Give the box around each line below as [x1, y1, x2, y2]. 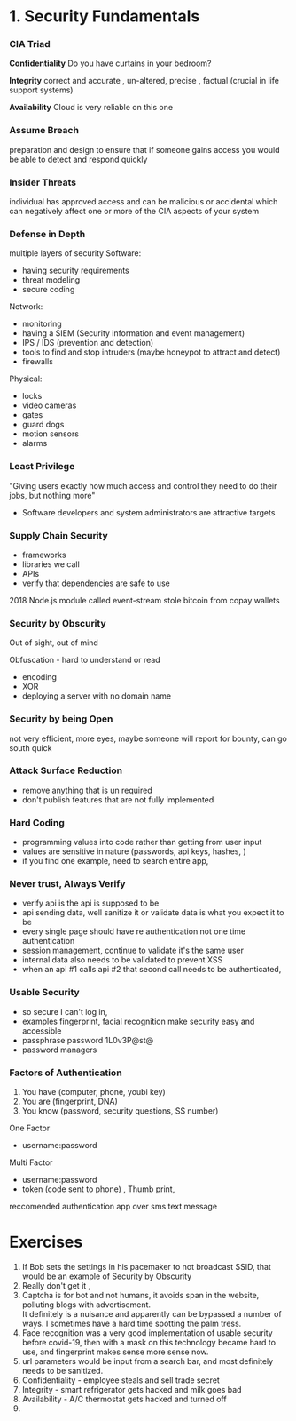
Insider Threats [9, 176, 77, 188]
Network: [9, 301, 43, 312]
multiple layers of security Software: [9, 248, 142, 259]
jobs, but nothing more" [9, 490, 96, 500]
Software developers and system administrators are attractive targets [21, 507, 276, 517]
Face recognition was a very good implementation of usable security [21, 1327, 273, 1338]
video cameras [21, 400, 77, 411]
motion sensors [21, 428, 80, 439]
